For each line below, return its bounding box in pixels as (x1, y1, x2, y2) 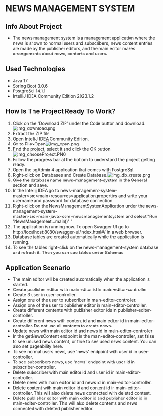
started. (12, 282, 29, 288)
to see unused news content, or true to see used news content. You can (12, 339, 157, 344)
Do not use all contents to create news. (33, 323, 112, 329)
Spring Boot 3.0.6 (12, 83, 48, 89)
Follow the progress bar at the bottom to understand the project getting (12, 156, 155, 162)
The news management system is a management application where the (12, 35, 156, 41)
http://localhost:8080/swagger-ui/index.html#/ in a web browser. (12, 229, 143, 235)
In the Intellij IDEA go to (12, 187, 60, 193)
